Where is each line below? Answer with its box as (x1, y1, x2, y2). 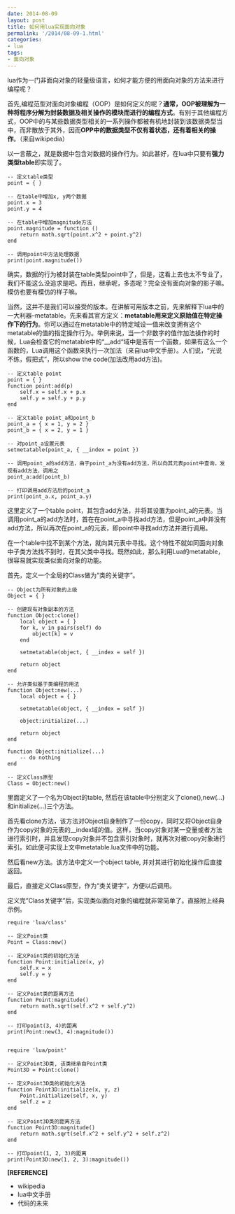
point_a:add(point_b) (7, 473, 71, 480)
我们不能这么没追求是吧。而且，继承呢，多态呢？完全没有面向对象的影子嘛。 (7, 278, 228, 287)
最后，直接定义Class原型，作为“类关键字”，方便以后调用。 (7, 881, 176, 889)
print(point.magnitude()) (7, 257, 83, 264)
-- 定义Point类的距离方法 (7, 990, 75, 997)
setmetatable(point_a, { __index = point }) (7, 446, 139, 453)
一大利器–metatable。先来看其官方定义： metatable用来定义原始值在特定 (7, 311, 217, 319)
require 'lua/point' (7, 1047, 68, 1054)
